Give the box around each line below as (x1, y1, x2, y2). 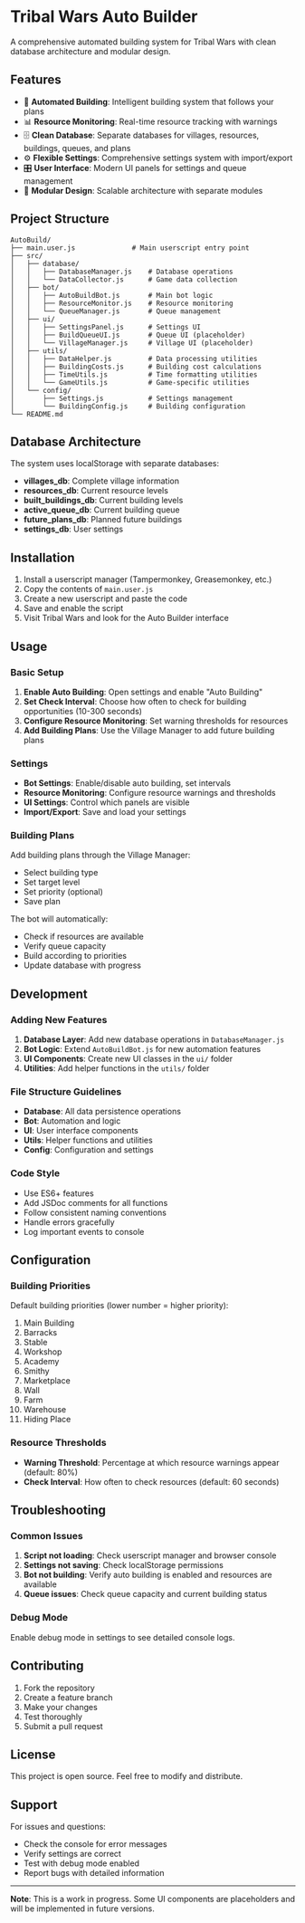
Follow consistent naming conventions (23, 1207, 167, 1218)
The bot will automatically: (10, 914, 109, 924)
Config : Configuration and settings (23, 1144, 154, 1155)
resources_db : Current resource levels (23, 485, 168, 496)
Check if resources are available (23, 931, 144, 942)
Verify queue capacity (23, 941, 107, 952)
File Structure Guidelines (10, 1086, 122, 1098)
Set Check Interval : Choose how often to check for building (23, 695, 247, 707)
